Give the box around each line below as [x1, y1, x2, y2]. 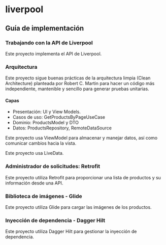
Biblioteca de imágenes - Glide [5, 193, 82, 200]
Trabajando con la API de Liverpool [5, 39, 93, 46]
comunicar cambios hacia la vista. [5, 140, 77, 146]
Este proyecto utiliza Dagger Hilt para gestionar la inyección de [5, 228, 137, 235]
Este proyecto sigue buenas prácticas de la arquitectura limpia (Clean [5, 75, 151, 81]
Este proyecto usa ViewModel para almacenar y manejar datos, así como [5, 135, 158, 141]
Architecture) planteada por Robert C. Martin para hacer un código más [5, 80, 155, 87]
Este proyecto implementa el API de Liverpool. [5, 50, 102, 57]
